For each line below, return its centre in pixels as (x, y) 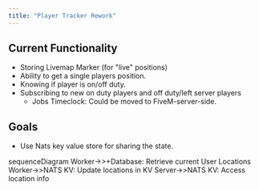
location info (29, 179)
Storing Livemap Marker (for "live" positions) (94, 67)
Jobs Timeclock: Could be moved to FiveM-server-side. (124, 102)
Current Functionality (63, 49)
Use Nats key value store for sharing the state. (97, 146)
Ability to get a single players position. (83, 76)
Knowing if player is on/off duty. (73, 84)
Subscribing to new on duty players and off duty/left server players (131, 93)
